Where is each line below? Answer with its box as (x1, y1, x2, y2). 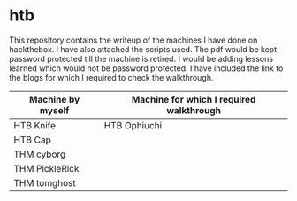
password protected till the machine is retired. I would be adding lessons (9, 53, 274, 64)
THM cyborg (13, 148, 66, 160)
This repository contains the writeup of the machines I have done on (9, 35, 258, 45)
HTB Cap (13, 134, 51, 146)
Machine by (29, 93, 80, 105)
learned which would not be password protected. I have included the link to (9, 63, 284, 73)
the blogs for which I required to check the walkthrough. (9, 72, 214, 82)
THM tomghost (13, 176, 77, 189)
